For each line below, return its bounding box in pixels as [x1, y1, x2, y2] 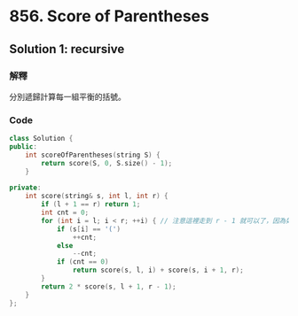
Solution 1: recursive [9, 42, 125, 57]
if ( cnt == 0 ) [56, 258, 109, 266]
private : [9, 183, 42, 192]
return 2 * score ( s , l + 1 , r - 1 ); [41, 281, 176, 291]
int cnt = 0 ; [41, 208, 90, 218]
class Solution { [9, 135, 74, 143]
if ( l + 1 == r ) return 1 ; [41, 200, 141, 209]
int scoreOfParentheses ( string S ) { [25, 150, 161, 159]
